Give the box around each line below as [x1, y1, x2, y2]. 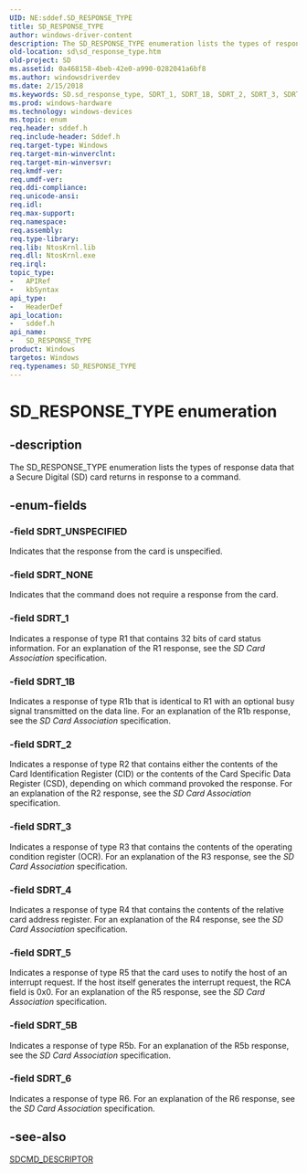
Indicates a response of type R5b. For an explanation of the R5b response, [9, 1040, 290, 1051]
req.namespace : [9, 217, 68, 227]
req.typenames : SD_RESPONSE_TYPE [9, 362, 137, 371]
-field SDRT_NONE [9, 568, 94, 581]
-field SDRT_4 [9, 883, 72, 896]
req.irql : [9, 259, 48, 269]
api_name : [9, 328, 48, 337]
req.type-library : [9, 234, 79, 243]
